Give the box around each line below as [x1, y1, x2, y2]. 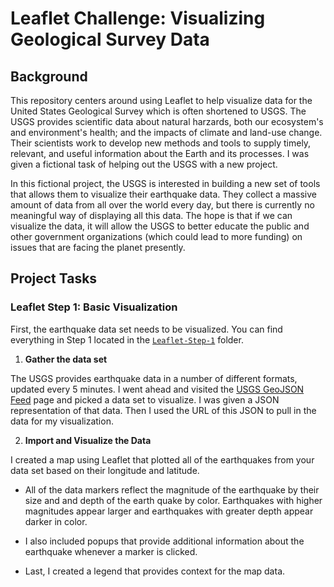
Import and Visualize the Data [24, 434, 152, 446]
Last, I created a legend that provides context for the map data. [24, 565, 286, 577]
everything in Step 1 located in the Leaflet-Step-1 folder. [10, 333, 244, 346]
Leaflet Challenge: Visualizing [10, 7, 266, 30]
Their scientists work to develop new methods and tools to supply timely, [10, 137, 312, 149]
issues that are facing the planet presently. [10, 242, 186, 253]
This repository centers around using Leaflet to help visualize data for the [10, 95, 313, 106]
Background [10, 68, 88, 85]
